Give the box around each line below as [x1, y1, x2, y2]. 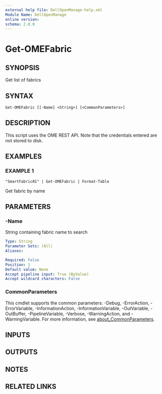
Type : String [5, 239, 33, 244]
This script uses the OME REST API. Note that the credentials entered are [5, 132, 157, 138]
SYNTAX [5, 92, 34, 100]
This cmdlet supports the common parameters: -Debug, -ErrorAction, [5, 300, 150, 306]
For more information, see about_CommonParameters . [42, 316, 155, 322]
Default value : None [5, 267, 49, 272]
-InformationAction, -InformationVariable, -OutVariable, [35, 305, 150, 311]
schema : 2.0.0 [5, 21, 35, 27]
